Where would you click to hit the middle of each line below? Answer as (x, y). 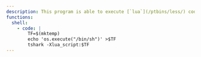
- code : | (29, 28)
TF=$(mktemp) (44, 34)
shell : (20, 23)
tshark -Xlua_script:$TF (59, 45)
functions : (20, 17)
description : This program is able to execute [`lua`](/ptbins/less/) (96, 12)
